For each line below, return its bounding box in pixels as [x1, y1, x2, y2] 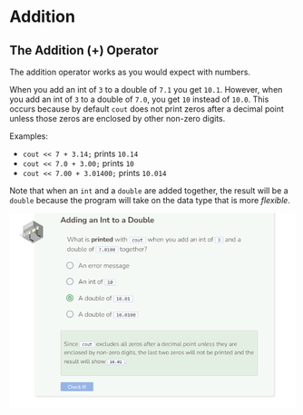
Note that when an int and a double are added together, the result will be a [9, 185, 288, 196]
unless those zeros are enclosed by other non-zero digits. [9, 114, 226, 124]
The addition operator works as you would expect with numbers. [9, 66, 251, 77]
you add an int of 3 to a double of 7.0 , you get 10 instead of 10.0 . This [9, 94, 269, 104]
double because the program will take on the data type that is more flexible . [9, 195, 290, 205]
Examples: [9, 131, 48, 142]
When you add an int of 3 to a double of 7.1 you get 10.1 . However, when [9, 84, 283, 94]
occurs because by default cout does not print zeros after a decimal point [9, 104, 284, 114]
